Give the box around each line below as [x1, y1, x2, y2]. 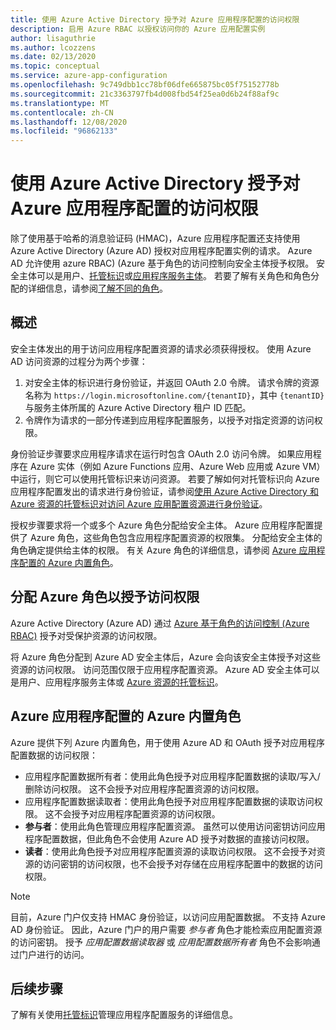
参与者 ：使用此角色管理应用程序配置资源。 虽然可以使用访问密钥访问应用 [24, 820, 326, 832]
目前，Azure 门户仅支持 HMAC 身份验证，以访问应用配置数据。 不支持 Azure [10, 911, 326, 923]
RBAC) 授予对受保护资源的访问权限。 [10, 629, 163, 641]
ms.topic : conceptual [10, 61, 101, 71]
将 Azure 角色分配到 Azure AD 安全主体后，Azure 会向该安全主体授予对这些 [10, 651, 321, 663]
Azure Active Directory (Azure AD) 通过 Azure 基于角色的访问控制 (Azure [10, 617, 310, 629]
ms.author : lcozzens [10, 42, 97, 53]
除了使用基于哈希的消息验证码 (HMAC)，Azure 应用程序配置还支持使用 [10, 232, 301, 245]
